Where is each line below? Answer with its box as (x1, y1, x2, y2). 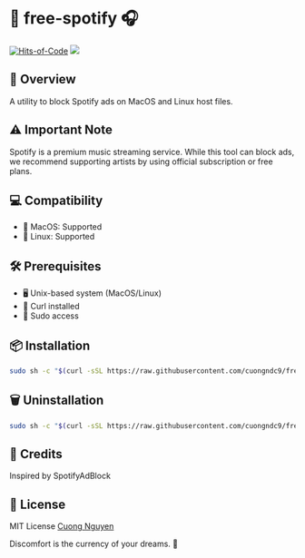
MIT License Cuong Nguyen (9, 521, 114, 532)
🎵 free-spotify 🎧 (9, 8, 139, 29)
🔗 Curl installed (22, 301, 80, 312)
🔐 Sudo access (22, 310, 79, 321)
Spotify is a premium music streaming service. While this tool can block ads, (9, 146, 295, 157)
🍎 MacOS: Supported (22, 221, 103, 232)
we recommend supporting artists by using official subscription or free (9, 156, 274, 167)
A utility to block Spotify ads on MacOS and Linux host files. (9, 95, 233, 106)
